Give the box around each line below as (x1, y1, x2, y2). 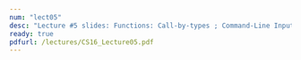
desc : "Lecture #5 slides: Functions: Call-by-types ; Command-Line (9, 21, 271, 30)
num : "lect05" (9, 12, 63, 22)
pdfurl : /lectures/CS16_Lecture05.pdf (9, 37, 154, 47)
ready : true (9, 29, 54, 38)
